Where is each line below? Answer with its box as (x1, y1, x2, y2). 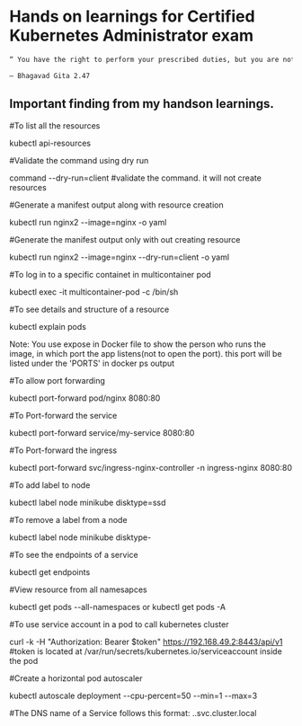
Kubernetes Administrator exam (9, 25, 254, 46)
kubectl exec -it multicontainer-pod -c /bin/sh (9, 286, 179, 297)
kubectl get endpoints (9, 566, 91, 577)
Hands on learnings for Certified (9, 6, 255, 27)
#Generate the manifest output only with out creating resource (9, 234, 241, 244)
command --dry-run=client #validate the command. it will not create (9, 173, 262, 183)
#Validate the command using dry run (9, 155, 149, 165)
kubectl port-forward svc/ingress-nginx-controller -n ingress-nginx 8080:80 (9, 462, 292, 473)
